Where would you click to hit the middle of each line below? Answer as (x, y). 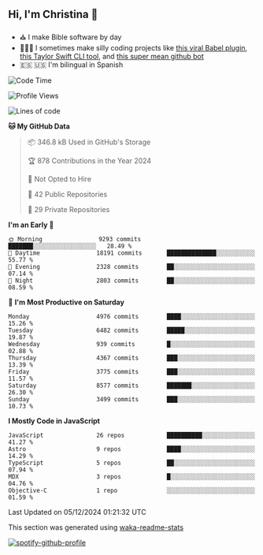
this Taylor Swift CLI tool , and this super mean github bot (112, 56)
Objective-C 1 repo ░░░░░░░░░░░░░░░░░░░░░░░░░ (132, 490)
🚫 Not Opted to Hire (59, 179)
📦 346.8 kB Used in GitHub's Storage (89, 142)
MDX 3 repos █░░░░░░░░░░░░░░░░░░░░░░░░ (132, 477)
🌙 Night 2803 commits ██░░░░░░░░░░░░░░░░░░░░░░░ (132, 281)
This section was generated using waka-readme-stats (96, 527)
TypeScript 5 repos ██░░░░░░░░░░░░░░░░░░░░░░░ (132, 463)
